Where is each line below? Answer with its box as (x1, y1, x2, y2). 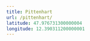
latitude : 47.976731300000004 (6, 20, 83, 26)
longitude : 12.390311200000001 (6, 25, 85, 32)
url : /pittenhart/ (6, 14, 53, 20)
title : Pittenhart (6, 8, 53, 15)
